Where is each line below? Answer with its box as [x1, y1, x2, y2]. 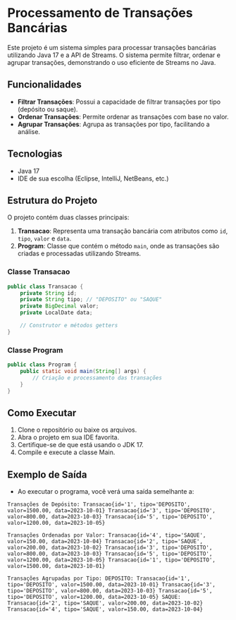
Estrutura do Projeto [7, 194, 98, 206]
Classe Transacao [7, 267, 70, 276]
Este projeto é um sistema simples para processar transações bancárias [7, 43, 217, 51]
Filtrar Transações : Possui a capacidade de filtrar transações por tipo [17, 97, 221, 106]
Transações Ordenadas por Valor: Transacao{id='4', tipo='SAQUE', [7, 532, 206, 539]
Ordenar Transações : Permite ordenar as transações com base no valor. [17, 112, 229, 121]
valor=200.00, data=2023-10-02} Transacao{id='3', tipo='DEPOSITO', [7, 545, 213, 552]
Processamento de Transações [7, 5, 193, 21]
